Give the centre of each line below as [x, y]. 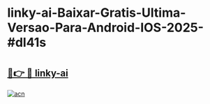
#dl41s [27, 43]
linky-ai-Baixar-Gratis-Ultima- [97, 13]
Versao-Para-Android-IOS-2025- [106, 28]
